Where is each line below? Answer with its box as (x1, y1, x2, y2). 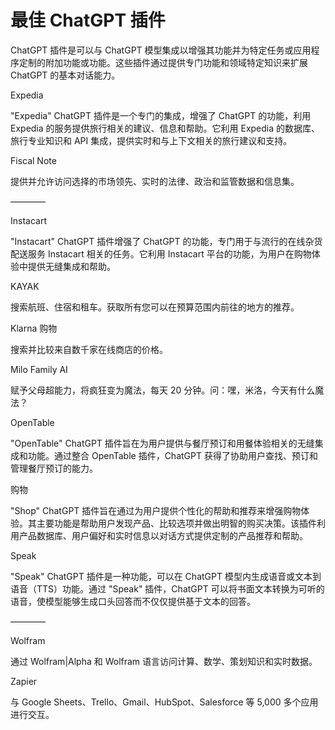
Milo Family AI (10, 363, 68, 375)
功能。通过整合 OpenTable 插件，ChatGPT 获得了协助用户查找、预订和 (27, 449, 318, 461)
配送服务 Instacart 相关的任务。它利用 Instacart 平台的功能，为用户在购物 (10, 247, 312, 260)
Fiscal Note (10, 154, 57, 166)
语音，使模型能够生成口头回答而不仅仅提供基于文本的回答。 (10, 595, 256, 607)
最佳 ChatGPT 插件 (10, 9, 166, 32)
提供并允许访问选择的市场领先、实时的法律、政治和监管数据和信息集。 (10, 175, 300, 187)
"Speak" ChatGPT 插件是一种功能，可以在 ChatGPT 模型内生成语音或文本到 (10, 570, 322, 582)
